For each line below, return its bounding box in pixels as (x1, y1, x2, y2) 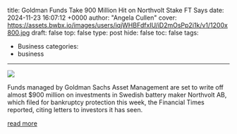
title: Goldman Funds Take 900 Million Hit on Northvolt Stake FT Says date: (7, 6, 224, 14)
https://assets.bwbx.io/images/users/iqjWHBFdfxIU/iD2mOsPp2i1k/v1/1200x (7, 21, 228, 29)
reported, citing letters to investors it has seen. (7, 106, 143, 114)
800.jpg (7, 28, 30, 37)
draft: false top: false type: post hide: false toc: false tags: (31, 28, 199, 37)
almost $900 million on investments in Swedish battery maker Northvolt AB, (7, 91, 227, 99)
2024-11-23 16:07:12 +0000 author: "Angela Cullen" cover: (7, 13, 178, 22)
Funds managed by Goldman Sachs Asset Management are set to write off (7, 83, 224, 91)
